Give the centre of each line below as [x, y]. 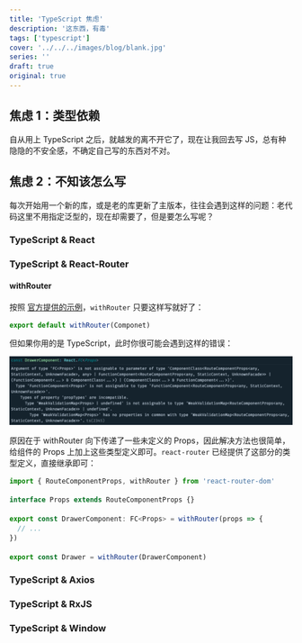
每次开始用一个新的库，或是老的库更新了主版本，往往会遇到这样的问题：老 [147, 205]
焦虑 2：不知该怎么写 [68, 181]
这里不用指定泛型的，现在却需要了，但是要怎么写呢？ [115, 216]
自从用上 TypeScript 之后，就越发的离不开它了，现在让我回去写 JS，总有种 [148, 139]
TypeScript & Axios [52, 580]
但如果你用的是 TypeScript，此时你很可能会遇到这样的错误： [121, 343]
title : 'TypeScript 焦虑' [56, 19]
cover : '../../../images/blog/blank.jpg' [88, 48]
